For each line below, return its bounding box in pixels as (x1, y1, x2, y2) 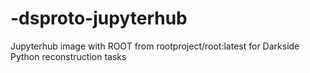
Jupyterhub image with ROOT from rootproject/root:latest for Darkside (10, 40, 300, 52)
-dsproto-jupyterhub (10, 7, 188, 30)
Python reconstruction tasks (10, 50, 127, 62)
